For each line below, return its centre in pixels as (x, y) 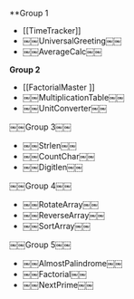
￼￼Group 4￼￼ (41, 186)
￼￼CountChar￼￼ (59, 156)
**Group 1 (29, 13)
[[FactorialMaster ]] (58, 87)
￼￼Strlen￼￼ (49, 145)
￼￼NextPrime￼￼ (58, 285)
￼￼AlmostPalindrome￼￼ (72, 263)
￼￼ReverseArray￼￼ (64, 215)
